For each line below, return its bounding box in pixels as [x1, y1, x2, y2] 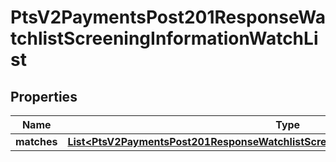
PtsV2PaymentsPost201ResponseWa [10, 6, 326, 29]
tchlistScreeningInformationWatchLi [10, 27, 319, 50]
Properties [10, 88, 78, 105]
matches [15, 135, 58, 148]
